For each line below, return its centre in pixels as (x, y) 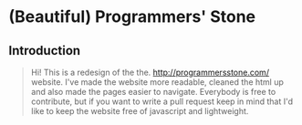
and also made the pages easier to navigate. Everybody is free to (153, 92)
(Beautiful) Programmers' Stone (132, 17)
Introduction (45, 51)
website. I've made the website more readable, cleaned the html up (157, 82)
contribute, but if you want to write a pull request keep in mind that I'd (162, 101)
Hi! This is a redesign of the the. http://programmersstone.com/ (150, 72)
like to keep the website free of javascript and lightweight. (140, 111)
